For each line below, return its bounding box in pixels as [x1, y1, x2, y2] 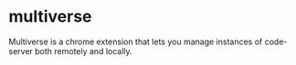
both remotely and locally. [35, 45, 133, 56]
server [8, 45, 34, 56]
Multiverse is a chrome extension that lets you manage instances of [8, 36, 263, 47]
